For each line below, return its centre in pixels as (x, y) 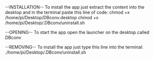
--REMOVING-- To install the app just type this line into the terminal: (74, 47)
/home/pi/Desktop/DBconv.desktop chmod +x (52, 17)
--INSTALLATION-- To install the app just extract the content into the (75, 7)
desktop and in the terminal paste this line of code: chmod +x (67, 12)
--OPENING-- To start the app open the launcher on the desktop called (77, 32)
